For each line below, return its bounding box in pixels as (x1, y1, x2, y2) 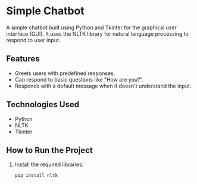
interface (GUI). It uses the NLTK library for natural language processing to (6, 30, 189, 37)
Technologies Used (6, 99, 79, 110)
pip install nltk (14, 173, 58, 179)
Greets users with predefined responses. (14, 70, 115, 77)
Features (6, 54, 40, 64)
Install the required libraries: (14, 161, 84, 168)
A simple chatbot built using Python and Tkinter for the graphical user (6, 24, 177, 31)
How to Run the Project (6, 145, 93, 155)
